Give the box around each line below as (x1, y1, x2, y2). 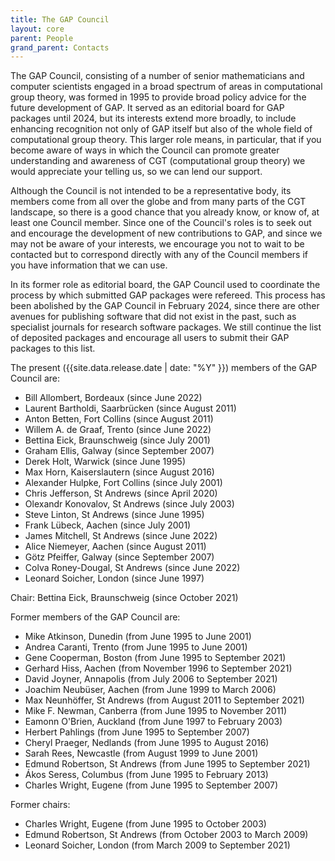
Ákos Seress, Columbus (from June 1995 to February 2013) (24, 769, 269, 781)
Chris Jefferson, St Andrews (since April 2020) (24, 487, 218, 500)
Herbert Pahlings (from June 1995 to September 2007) (24, 726, 250, 738)
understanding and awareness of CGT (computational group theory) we (10, 155, 306, 167)
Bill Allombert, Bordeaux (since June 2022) (24, 392, 203, 404)
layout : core (10, 24, 65, 34)
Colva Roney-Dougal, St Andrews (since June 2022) (24, 562, 241, 574)
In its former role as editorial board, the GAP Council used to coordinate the (10, 279, 321, 291)
